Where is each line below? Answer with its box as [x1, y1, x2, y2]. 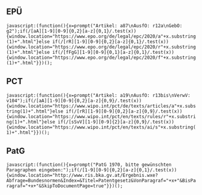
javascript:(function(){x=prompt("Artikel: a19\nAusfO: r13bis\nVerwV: [6, 92, 191, 98]
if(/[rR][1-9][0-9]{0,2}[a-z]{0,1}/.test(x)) [52, 38, 169, 45]
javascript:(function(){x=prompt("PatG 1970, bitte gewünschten [6, 162, 172, 168]
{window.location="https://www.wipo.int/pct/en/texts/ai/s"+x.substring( [6, 124, 197, 130]
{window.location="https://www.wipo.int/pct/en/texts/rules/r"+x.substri [6, 113, 197, 119]
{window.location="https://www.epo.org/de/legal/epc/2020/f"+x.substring [6, 55, 197, 61]
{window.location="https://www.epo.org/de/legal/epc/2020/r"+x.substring [6, 44, 197, 50]
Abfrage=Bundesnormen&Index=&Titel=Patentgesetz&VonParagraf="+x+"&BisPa [6, 177, 197, 184]
